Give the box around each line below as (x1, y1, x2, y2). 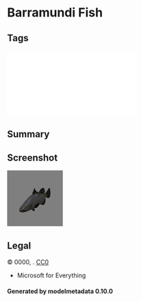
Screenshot (7, 152, 58, 163)
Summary (7, 128, 50, 140)
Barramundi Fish (7, 5, 103, 21)
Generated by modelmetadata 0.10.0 (7, 287, 113, 295)
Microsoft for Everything (16, 271, 86, 279)
